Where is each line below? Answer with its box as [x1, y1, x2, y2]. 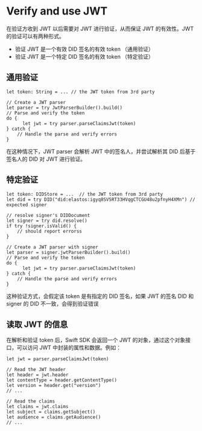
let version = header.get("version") [6, 383, 101, 389]
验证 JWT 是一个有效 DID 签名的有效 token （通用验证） [14, 45, 154, 53]
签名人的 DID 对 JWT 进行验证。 [6, 155, 86, 163]
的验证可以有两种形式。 [6, 32, 65, 40]
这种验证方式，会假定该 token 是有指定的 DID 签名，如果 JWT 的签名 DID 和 [6, 292, 194, 300]
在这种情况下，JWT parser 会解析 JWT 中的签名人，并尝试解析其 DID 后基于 [6, 147, 196, 155]
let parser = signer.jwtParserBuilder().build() [6, 249, 131, 255]
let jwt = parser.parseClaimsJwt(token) [6, 356, 110, 362]
